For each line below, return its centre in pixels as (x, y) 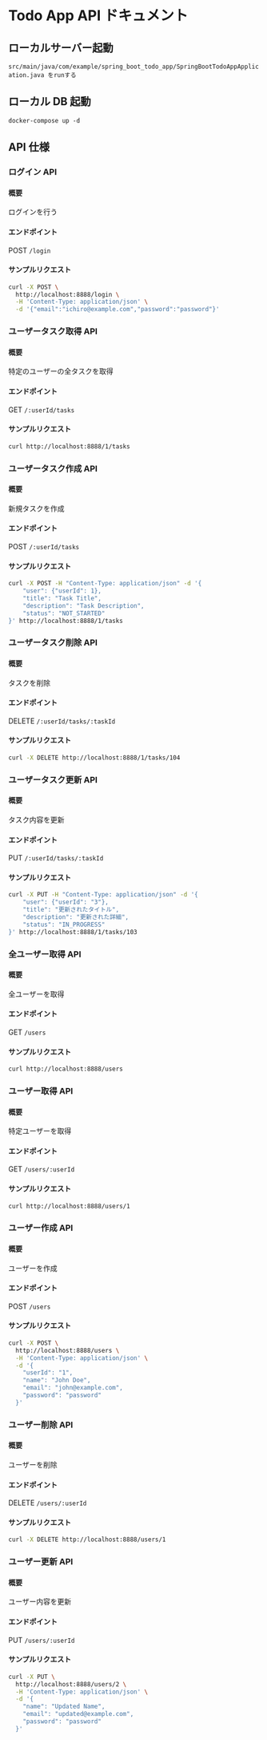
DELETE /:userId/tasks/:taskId (62, 721)
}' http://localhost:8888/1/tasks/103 (73, 932)
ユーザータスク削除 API (53, 643)
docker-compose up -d (44, 120)
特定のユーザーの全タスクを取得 (61, 371)
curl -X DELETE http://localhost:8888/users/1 (87, 1540)
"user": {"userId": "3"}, (66, 902)
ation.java (26, 75)
